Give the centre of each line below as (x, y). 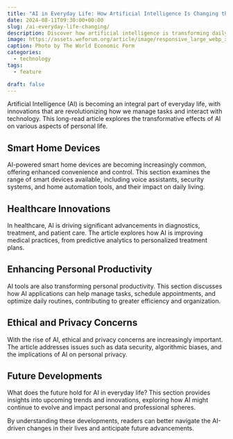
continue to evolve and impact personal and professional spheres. (102, 408)
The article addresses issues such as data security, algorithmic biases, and (114, 347)
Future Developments (55, 376)
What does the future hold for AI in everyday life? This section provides (109, 392)
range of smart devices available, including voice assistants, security (106, 180)
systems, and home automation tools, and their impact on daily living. (106, 187)
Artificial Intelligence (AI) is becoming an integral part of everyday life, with (114, 104)
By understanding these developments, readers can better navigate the (109, 421)
